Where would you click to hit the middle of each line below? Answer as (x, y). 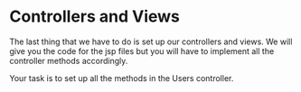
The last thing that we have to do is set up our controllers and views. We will (151, 41)
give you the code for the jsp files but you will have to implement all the (142, 51)
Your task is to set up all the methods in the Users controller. (122, 78)
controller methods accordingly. (69, 60)
